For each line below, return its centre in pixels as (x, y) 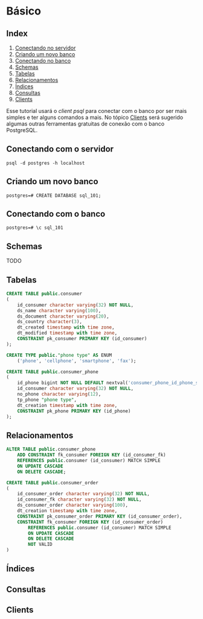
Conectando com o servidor (60, 149)
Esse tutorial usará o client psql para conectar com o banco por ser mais (97, 111)
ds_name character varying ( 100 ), (59, 310)
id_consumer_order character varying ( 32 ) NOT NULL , (83, 494)
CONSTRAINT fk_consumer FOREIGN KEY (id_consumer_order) (90, 522)
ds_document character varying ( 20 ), (63, 316)
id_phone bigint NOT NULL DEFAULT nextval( (73, 383)
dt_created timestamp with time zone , (66, 327)
